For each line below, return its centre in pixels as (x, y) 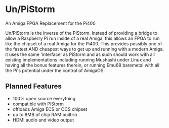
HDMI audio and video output (43, 120)
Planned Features (34, 86)
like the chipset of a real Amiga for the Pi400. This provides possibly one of (84, 43)
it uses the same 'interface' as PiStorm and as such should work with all (80, 54)
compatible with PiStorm (38, 104)
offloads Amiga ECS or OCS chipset (50, 109)
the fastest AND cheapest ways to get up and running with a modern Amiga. (85, 49)
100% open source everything (44, 98)
